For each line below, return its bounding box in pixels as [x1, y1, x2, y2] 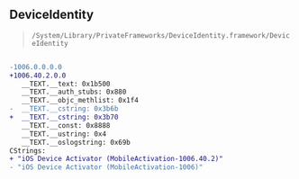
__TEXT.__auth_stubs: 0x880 [21, 87, 127, 97]
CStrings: [9, 146, 47, 156]
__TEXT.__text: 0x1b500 [21, 79, 111, 88]
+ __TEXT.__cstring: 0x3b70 [9, 112, 119, 122]
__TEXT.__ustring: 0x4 [21, 130, 106, 139]
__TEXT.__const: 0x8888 [21, 121, 111, 130]
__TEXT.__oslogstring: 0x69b [21, 138, 131, 147]
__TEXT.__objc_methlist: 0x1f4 [21, 96, 140, 105]
